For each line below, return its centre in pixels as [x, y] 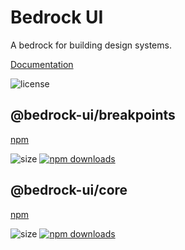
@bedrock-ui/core [69, 190]
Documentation [42, 64]
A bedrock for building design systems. [91, 45]
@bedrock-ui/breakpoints [93, 115]
